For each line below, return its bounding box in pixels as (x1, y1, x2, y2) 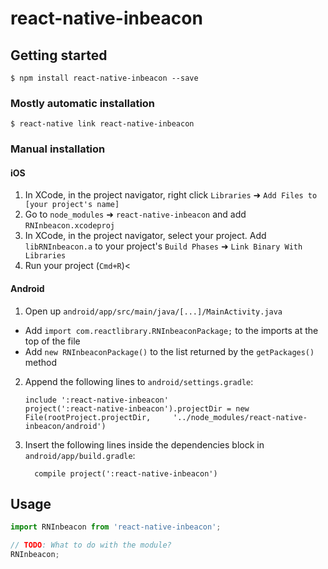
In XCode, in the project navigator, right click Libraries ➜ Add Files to (24, 189, 318, 201)
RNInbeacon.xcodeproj (24, 221, 115, 231)
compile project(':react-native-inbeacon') (34, 468, 218, 479)
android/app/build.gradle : (24, 449, 136, 461)
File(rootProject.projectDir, (24, 412, 152, 422)
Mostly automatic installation (10, 96, 156, 110)
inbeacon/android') (24, 421, 107, 431)
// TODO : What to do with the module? (10, 540, 172, 551)
